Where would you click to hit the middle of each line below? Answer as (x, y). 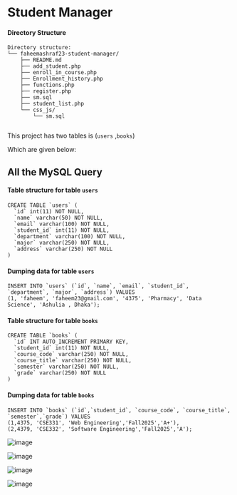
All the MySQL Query (55, 172)
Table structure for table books (53, 320)
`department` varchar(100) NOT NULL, (70, 236)
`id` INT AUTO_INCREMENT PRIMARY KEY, (72, 342)
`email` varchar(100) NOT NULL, (62, 224)
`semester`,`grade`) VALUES (49, 417)
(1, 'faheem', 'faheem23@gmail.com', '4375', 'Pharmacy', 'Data (105, 299)
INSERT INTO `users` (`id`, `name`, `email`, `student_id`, (99, 286)
